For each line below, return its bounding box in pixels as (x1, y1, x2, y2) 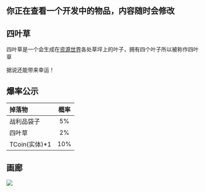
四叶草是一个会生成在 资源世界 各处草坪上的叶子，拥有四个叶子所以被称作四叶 (6, 46, 199, 53)
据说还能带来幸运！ (6, 66, 55, 74)
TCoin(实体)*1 (9, 140, 52, 149)
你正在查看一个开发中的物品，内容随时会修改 (6, 5, 175, 16)
